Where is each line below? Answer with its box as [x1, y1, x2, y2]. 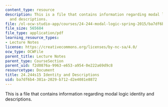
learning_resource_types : [5, 35, 59, 40]
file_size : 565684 [5, 26, 43, 31]
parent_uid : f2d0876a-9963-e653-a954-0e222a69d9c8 [5, 63, 113, 68]
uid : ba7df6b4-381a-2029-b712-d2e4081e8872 [5, 77, 97, 82]
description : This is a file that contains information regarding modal [5, 12, 160, 17]
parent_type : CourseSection [5, 58, 64, 63]
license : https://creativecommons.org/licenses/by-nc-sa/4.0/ [5, 44, 137, 49]
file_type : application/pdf [5, 30, 64, 35]
